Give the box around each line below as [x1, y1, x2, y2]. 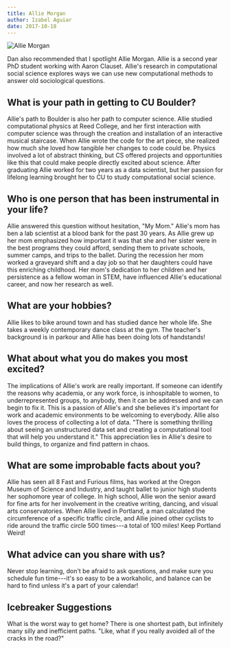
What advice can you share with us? [7, 549, 165, 560]
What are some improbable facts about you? [7, 460, 201, 472]
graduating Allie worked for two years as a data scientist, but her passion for [7, 166, 224, 174]
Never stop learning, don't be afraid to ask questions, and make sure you [7, 567, 214, 575]
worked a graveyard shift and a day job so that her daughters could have [7, 259, 213, 266]
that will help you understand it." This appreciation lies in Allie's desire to [7, 433, 212, 441]
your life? [7, 204, 49, 215]
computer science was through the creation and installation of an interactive [7, 130, 223, 138]
